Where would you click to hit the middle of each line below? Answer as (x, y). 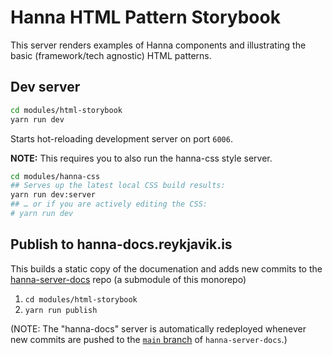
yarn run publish (61, 310)
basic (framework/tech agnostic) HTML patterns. (111, 55)
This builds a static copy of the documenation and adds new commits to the (166, 268)
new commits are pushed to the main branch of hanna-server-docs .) (149, 339)
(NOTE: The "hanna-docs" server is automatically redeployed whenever (158, 328)
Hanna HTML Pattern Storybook (145, 17)
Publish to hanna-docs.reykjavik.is (121, 244)
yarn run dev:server (53, 195)
